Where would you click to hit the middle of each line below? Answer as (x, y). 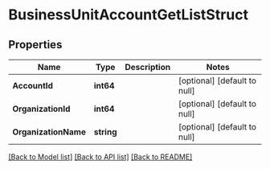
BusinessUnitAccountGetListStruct (129, 15)
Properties (35, 45)
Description (148, 67)
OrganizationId (41, 109)
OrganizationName (49, 132)
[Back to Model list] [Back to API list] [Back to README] (100, 157)
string (105, 132)
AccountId (33, 86)
